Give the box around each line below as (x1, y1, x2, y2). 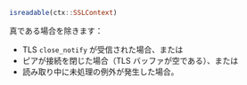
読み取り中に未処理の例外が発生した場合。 (21, 66, 179, 77)
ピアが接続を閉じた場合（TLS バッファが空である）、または (21, 55, 239, 66)
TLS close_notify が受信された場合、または (21, 44, 184, 55)
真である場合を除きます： (9, 25, 103, 35)
